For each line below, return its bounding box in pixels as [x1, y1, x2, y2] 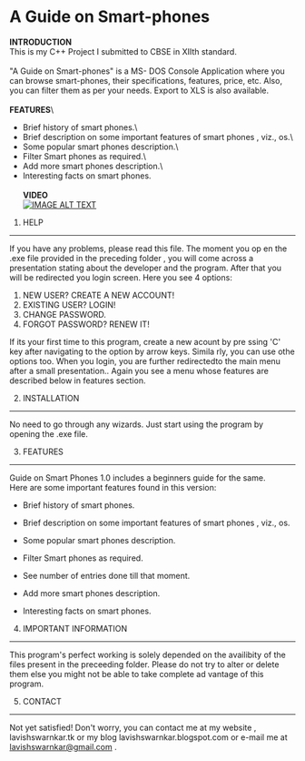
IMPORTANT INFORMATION [22, 623, 128, 634]
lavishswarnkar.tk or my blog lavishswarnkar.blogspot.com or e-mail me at [9, 731, 288, 743]
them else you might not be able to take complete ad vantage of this [9, 668, 265, 679]
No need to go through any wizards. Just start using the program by [9, 419, 264, 430]
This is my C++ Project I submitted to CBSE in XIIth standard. [9, 46, 238, 56]
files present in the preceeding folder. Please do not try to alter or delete [9, 658, 280, 670]
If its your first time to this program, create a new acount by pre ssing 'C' [9, 336, 281, 347]
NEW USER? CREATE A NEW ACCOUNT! [22, 289, 175, 300]
